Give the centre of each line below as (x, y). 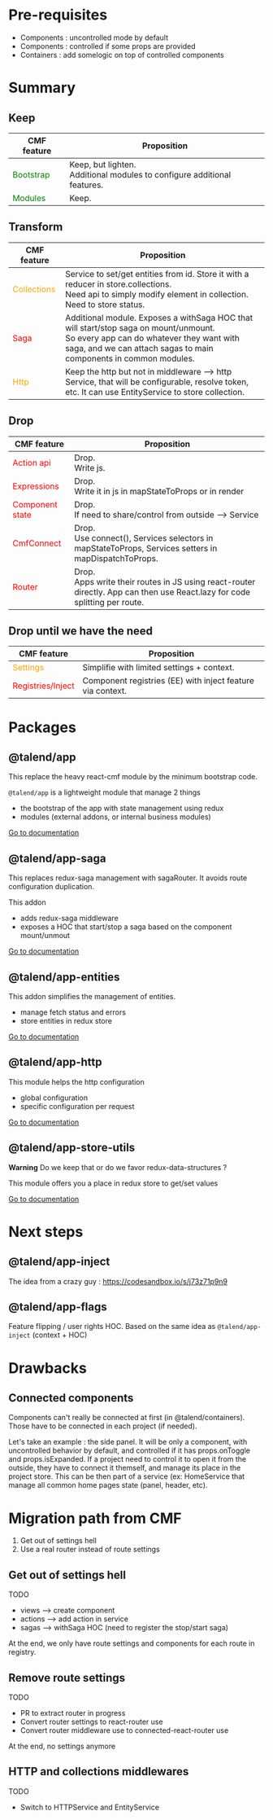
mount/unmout (45, 936)
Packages (43, 727)
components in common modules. (130, 358)
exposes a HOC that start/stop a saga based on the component (126, 927)
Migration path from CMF (95, 1518)
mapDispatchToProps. (116, 558)
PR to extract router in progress (73, 1713)
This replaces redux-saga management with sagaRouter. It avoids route (128, 878)
